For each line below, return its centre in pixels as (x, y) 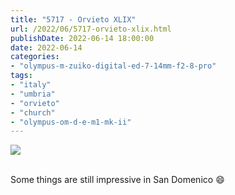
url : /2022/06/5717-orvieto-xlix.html (91, 29)
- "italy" (31, 85)
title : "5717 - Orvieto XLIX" (73, 19)
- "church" (33, 112)
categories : (35, 57)
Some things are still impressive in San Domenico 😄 (117, 180)
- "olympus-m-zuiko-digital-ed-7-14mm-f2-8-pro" (113, 66)
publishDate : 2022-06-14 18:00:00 (82, 38)
